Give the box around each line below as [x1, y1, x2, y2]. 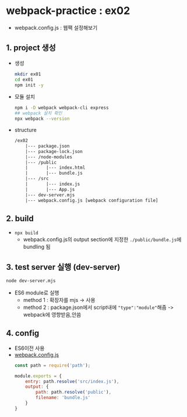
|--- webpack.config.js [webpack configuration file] [25, 197, 158, 203]
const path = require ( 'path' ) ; [14, 362, 91, 369]
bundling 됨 [23, 244, 51, 251]
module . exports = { [14, 373, 62, 379]
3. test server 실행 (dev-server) [6, 262, 121, 272]
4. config [6, 328, 40, 338]
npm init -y [14, 82, 44, 88]
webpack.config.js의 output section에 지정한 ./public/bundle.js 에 [23, 236, 182, 243]
